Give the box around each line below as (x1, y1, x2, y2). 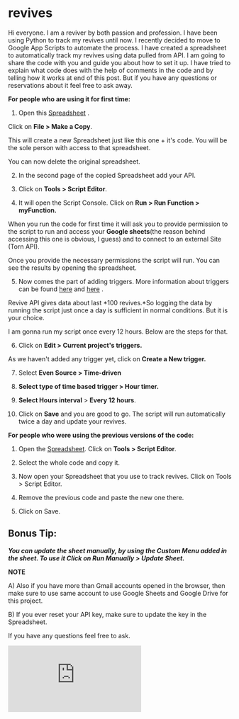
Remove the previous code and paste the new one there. (18, 493, 184, 502)
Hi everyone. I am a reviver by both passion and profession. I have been (8, 28, 218, 37)
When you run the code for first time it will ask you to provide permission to (8, 220, 228, 228)
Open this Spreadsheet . (18, 108, 89, 117)
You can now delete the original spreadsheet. (8, 157, 140, 166)
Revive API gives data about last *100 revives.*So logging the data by (8, 298, 212, 307)
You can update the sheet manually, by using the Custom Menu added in (8, 546, 228, 555)
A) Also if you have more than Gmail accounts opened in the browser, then (8, 581, 226, 589)
